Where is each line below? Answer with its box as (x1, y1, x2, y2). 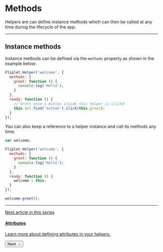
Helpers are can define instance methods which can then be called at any (5, 19, 152, 25)
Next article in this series (5, 209, 55, 215)
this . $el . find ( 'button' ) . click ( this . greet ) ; (14, 106, 105, 111)
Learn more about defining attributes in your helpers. (5, 231, 111, 237)
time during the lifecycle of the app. (5, 24, 76, 30)
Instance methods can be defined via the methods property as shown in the (5, 55, 154, 61)
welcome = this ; (14, 178, 47, 183)
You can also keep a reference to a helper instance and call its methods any (5, 124, 157, 130)
